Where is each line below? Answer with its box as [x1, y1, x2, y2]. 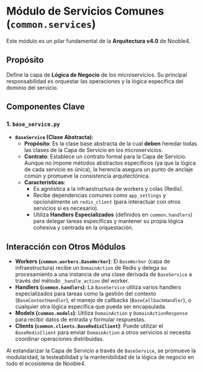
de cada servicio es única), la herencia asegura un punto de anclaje [24, 166, 193, 173]
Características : [24, 179, 65, 186]
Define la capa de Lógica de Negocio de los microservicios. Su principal [6, 71, 187, 78]
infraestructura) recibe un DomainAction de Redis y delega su [15, 264, 167, 272]
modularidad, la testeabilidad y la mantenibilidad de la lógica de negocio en [6, 354, 195, 361]
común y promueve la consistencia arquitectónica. [24, 172, 150, 180]
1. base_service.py [6, 120, 61, 128]
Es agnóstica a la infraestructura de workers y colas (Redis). [33, 185, 184, 193]
